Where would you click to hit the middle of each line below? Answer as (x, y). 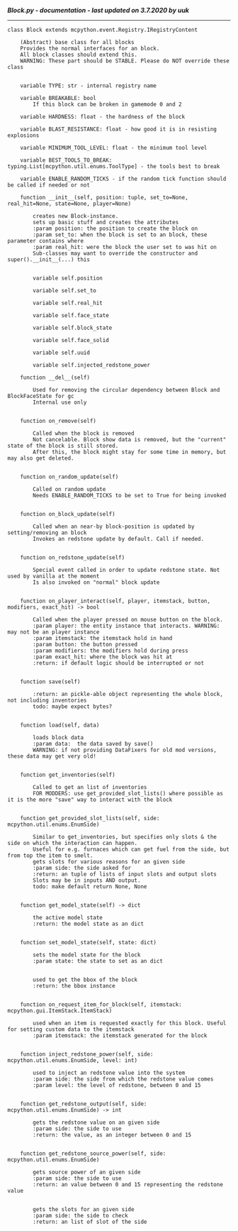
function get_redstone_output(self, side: (84, 1104)
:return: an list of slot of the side (90, 1222)
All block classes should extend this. (79, 55)
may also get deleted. (41, 458)
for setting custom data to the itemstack (71, 1029)
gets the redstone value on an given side (96, 1122)
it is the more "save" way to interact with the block (90, 800)
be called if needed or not (49, 185)
